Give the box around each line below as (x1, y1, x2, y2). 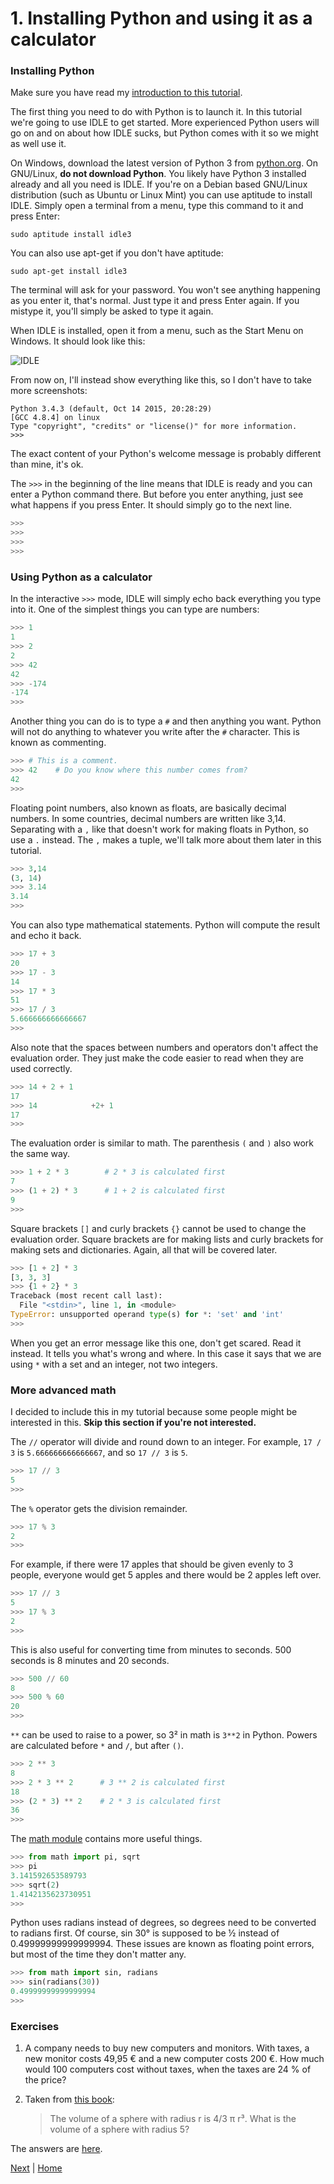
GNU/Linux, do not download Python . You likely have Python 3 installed (10, 168, 307, 180)
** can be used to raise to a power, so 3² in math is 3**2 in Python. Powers (10, 1729, 318, 1741)
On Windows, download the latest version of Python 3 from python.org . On (10, 157, 319, 169)
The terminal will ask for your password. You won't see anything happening (10, 284, 321, 296)
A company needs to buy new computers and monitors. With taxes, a (24, 2042, 310, 2054)
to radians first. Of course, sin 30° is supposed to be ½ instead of (10, 1927, 280, 1939)
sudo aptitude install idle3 (10, 230, 132, 240)
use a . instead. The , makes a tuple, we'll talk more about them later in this (10, 833, 322, 846)
